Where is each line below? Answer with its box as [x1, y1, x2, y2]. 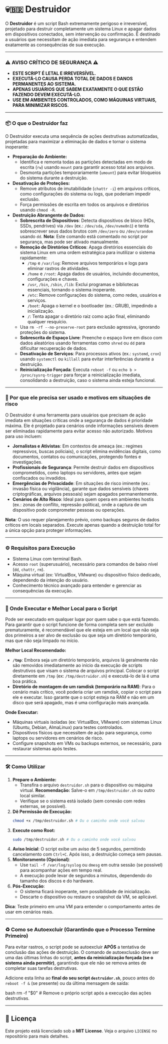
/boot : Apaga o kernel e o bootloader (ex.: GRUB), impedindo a [27, 302, 157, 309]
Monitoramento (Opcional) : [12, 857, 70, 863]
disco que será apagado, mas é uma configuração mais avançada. [12, 700, 150, 706]
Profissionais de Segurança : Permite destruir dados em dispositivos [12, 464, 154, 470]
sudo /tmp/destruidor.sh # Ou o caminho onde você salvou [12, 837, 136, 842]
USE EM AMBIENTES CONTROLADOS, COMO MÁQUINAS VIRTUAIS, [12, 97, 156, 103]
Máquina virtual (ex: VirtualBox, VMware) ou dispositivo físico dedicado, [12, 572, 161, 578]
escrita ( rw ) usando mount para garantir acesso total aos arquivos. [19, 164, 155, 170]
